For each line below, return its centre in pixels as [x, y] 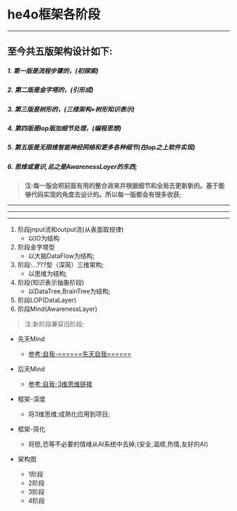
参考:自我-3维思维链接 [60, 384]
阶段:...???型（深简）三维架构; [61, 265]
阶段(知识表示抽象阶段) [51, 283]
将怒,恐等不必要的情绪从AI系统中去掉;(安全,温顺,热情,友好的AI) [118, 444]
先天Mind [31, 339]
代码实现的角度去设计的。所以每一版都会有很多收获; [106, 194]
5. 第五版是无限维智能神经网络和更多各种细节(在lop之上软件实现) [101, 147]
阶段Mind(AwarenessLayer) [57, 309]
